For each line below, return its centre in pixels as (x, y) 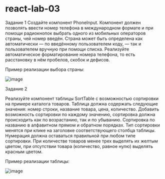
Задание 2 (16, 88)
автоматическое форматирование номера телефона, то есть (70, 54)
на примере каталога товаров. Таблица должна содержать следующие (82, 103)
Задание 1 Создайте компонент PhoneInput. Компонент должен (73, 22)
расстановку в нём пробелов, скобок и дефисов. (57, 59)
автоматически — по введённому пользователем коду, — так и (73, 43)
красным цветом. (24, 151)
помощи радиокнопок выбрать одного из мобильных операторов (75, 33)
